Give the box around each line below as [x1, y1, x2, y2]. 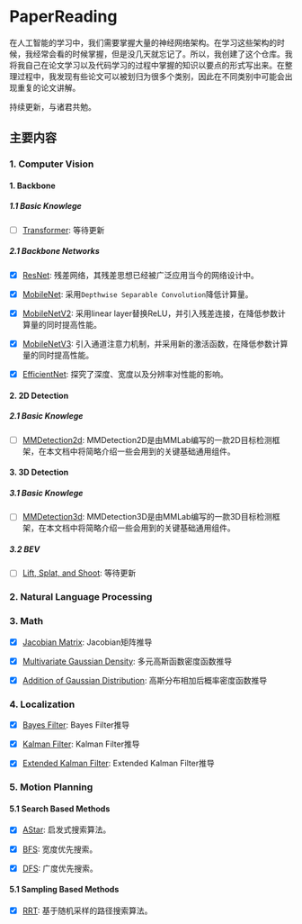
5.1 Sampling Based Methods [9, 884, 120, 895]
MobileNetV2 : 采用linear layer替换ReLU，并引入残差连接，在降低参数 [22, 308, 279, 319]
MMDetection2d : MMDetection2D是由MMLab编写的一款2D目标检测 [22, 434, 272, 445]
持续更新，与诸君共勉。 [9, 101, 96, 112]
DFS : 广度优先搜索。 [22, 863, 99, 874]
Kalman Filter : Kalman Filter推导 [22, 738, 140, 749]
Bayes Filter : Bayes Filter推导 [22, 720, 130, 730]
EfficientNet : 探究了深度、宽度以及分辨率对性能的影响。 [22, 369, 229, 380]
